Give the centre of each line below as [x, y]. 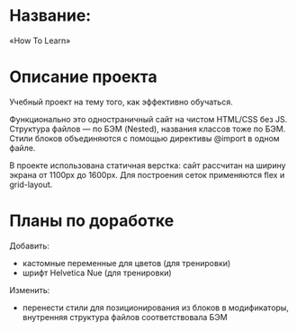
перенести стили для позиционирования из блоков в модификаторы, [156, 308]
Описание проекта [83, 77]
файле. [22, 148]
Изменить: [30, 290]
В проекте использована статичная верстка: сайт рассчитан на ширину [148, 165]
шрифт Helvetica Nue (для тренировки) [97, 273]
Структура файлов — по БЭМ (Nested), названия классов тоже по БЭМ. [148, 129]
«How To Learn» [40, 40]
